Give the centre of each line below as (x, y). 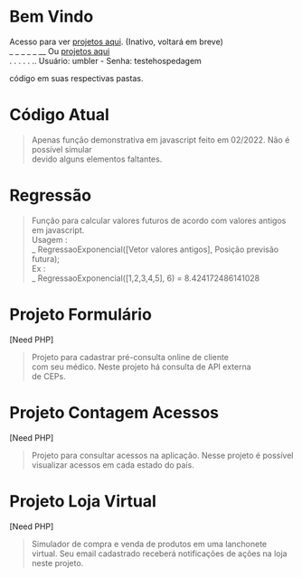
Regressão (51, 195)
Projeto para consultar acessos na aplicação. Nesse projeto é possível (162, 455)
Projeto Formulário (80, 314)
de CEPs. (48, 376)
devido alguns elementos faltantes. (97, 159)
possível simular (61, 149)
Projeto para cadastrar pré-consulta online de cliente (130, 357)
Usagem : (49, 239)
